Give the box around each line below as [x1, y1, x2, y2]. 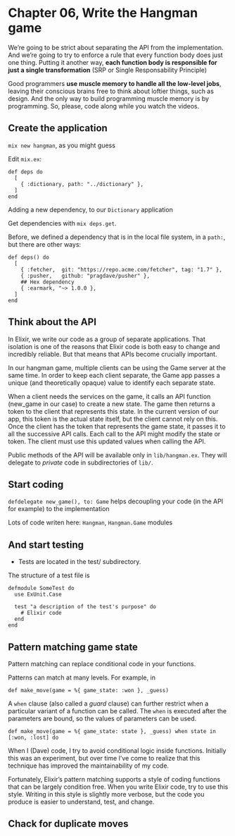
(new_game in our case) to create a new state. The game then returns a [8, 400, 215, 408]
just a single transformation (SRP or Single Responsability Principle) [8, 66, 207, 74]
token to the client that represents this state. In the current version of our [8, 407, 219, 415]
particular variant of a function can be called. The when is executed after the [8, 707, 227, 715]
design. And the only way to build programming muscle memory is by [8, 94, 210, 103]
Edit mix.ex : [8, 154, 42, 163]
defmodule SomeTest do [8, 585, 75, 592]
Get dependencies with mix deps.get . [8, 219, 117, 227]
